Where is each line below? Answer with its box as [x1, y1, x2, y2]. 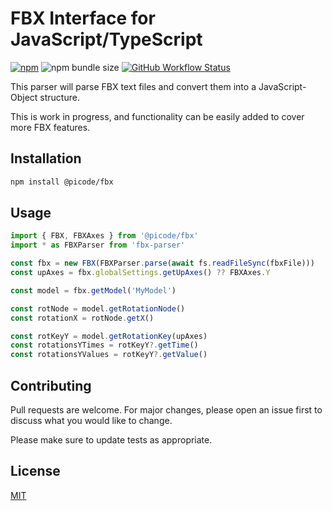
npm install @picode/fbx [10, 177, 114, 187]
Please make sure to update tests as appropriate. [10, 434, 213, 446]
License [10, 463, 61, 480]
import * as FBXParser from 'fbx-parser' [10, 240, 186, 251]
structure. [39, 91, 80, 103]
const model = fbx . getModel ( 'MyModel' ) [10, 285, 177, 296]
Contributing [10, 377, 92, 394]
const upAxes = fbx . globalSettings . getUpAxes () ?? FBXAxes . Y [10, 268, 271, 278]
